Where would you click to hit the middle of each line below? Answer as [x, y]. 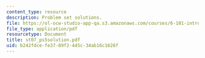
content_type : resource [37, 12]
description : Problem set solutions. [54, 18]
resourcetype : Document [37, 34]
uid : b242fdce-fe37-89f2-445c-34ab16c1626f [63, 46]
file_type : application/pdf [42, 29]
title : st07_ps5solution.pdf [43, 40]
